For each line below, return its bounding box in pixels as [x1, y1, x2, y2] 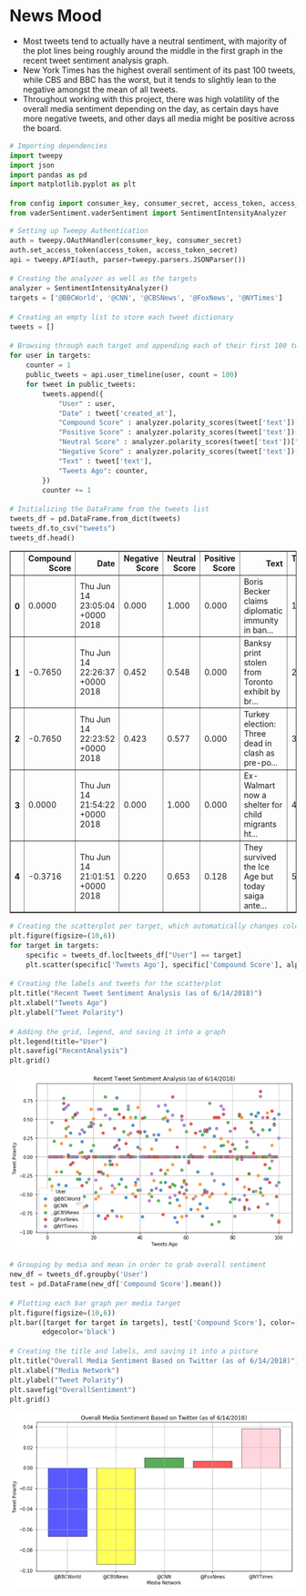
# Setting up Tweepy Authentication [9, 226, 148, 235]
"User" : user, [57, 399, 117, 408]
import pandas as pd [9, 170, 88, 179]
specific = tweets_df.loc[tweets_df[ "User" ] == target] [25, 950, 243, 960]
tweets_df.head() [9, 534, 76, 543]
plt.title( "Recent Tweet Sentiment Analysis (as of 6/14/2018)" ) [9, 989, 262, 998]
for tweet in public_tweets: [25, 380, 137, 389]
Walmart [243, 780, 276, 791]
